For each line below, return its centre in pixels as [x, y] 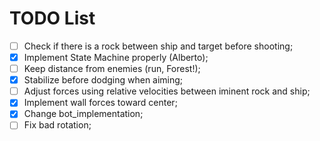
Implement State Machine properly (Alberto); [116, 57]
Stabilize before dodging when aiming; [103, 80]
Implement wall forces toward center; [100, 103]
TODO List [52, 18]
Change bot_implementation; [83, 114]
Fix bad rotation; [57, 125]
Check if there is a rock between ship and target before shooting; [158, 46]
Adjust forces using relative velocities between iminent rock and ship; [167, 91]
